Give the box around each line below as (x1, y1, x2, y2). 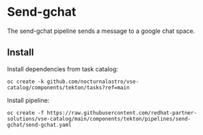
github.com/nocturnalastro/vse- (46, 78, 139, 85)
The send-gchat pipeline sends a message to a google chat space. (7, 27, 195, 35)
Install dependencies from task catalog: (7, 64, 118, 73)
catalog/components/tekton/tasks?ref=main (7, 84, 130, 91)
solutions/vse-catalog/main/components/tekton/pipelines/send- (7, 115, 191, 122)
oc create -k (7, 78, 44, 85)
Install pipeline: (7, 96, 50, 104)
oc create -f (7, 109, 44, 116)
